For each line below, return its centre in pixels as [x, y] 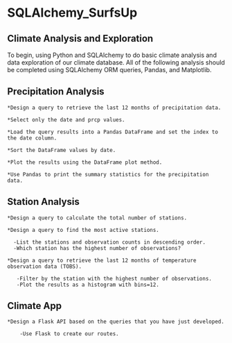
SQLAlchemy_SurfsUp [72, 13]
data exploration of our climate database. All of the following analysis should [116, 62]
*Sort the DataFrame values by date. [62, 150]
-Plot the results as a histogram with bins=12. [88, 285]
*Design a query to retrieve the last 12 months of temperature [102, 260]
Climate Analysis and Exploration [80, 39]
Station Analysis [43, 202]
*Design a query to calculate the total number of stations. [97, 218]
